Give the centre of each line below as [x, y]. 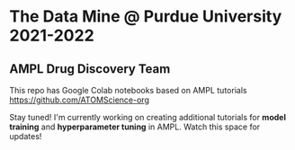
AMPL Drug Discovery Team [90, 69]
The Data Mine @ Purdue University [146, 17]
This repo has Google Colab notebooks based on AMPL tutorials [128, 90]
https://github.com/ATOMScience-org [80, 100]
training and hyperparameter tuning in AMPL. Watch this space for [135, 127]
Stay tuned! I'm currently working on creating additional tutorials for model [147, 117]
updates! [26, 136]
